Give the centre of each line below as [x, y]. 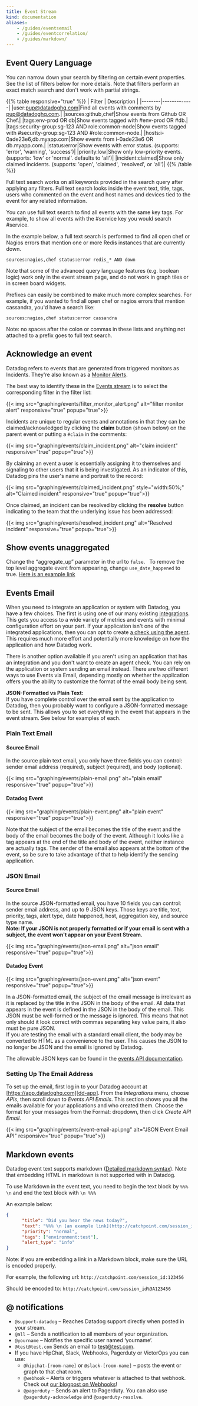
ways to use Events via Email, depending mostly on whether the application [98, 675]
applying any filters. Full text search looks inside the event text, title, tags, [95, 188]
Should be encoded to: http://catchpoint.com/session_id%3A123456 [88, 1289]
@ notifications [35, 1307]
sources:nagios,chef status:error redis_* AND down [71, 260]
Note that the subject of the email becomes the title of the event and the [93, 829]
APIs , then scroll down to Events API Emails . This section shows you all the [97, 1099]
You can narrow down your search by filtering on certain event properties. [96, 77]
